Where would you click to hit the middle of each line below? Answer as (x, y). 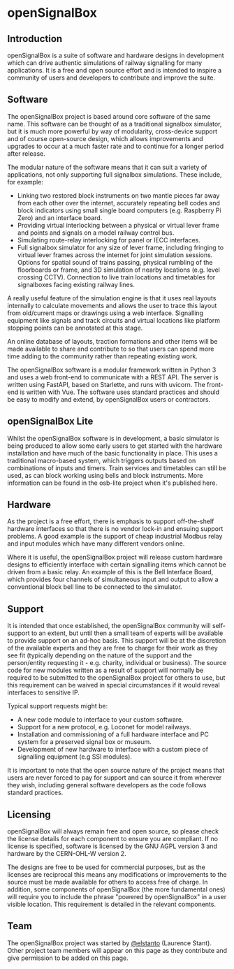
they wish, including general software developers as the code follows (107, 785)
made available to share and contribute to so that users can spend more (111, 349)
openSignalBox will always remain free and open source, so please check (113, 831)
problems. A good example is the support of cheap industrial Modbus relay (115, 537)
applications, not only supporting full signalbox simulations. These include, (115, 174)
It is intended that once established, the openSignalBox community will (109, 626)
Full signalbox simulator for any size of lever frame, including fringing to (120, 247)
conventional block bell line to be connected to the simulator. (95, 587)
